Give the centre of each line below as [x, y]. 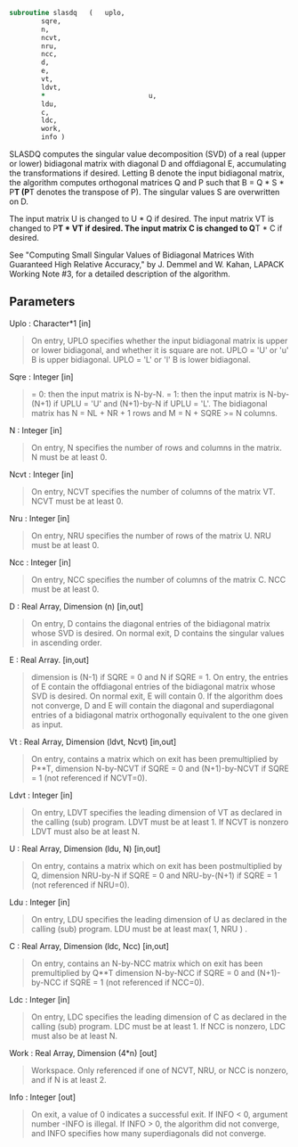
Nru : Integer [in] [40, 518]
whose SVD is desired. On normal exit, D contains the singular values [157, 633]
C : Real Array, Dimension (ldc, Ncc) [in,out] [89, 946]
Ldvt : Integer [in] [41, 795]
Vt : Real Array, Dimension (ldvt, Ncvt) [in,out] [93, 741]
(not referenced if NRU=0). [81, 885]
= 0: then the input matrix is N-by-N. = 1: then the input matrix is [148, 394]
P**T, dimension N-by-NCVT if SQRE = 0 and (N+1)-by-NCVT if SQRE [160, 768]
